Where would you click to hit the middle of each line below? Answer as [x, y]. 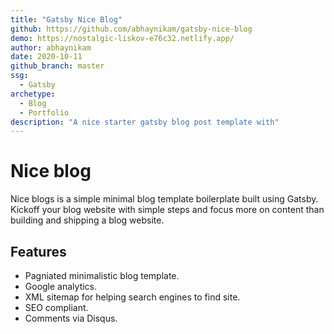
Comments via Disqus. [71, 318]
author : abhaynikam [51, 47]
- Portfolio [44, 112]
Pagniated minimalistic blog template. [102, 275]
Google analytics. [61, 286]
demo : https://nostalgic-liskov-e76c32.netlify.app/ [122, 38]
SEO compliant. [56, 307]
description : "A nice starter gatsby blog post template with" [145, 122]
